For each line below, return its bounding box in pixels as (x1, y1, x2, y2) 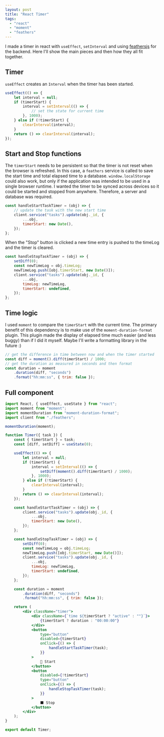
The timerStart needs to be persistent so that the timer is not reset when (5, 163, 153, 169)
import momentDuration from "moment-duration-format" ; (5, 410, 119, 416)
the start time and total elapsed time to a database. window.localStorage (5, 173, 151, 179)
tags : (5, 16, 16, 21)
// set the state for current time (31, 109, 104, 114)
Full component (5, 388, 54, 397)
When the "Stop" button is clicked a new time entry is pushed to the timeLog (5, 240, 160, 246)
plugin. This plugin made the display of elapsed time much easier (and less (5, 332, 156, 338)
